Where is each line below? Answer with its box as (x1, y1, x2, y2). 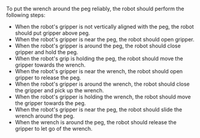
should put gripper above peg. (14, 29, 90, 37)
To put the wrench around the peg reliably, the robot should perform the (6, 5, 184, 12)
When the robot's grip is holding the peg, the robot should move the (14, 55, 183, 62)
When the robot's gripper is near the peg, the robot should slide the (14, 106, 183, 113)
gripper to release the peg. (14, 74, 82, 81)
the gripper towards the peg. (14, 100, 86, 107)
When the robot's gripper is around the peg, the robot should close (14, 42, 181, 49)
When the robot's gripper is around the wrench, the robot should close (14, 80, 190, 88)
